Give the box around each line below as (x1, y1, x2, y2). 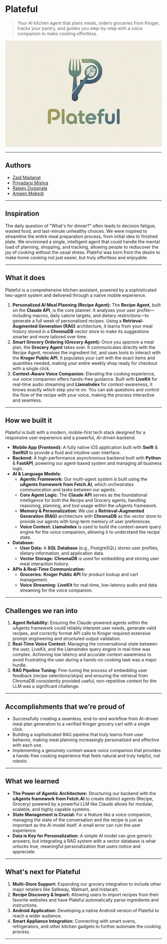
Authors (5, 161, 31, 170)
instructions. (12, 902, 38, 908)
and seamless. (12, 397, 42, 403)
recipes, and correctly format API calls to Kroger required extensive (12, 630, 151, 636)
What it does (5, 274, 46, 282)
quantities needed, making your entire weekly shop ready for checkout (12, 360, 158, 366)
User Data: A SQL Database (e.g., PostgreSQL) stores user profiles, (19, 545, 159, 551)
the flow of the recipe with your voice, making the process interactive (12, 392, 155, 398)
